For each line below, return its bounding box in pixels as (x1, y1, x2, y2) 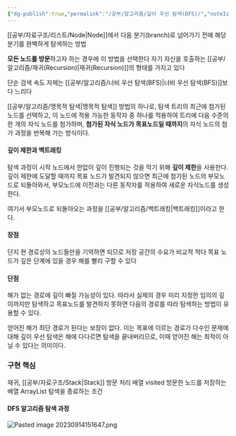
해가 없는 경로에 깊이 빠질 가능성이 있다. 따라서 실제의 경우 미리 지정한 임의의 (7, 291, 218, 300)
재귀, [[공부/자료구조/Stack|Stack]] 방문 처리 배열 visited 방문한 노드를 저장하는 (7, 378, 227, 387)
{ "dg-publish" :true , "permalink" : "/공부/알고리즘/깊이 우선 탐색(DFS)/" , (7, 10, 208, 18)
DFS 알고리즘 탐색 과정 (7, 404, 70, 413)
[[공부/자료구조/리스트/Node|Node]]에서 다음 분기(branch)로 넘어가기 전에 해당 (7, 30, 227, 39)
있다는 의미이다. (22, 341, 66, 350)
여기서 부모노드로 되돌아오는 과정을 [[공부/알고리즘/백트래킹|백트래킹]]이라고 (7, 204, 217, 212)
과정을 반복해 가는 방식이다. (14, 128, 90, 137)
